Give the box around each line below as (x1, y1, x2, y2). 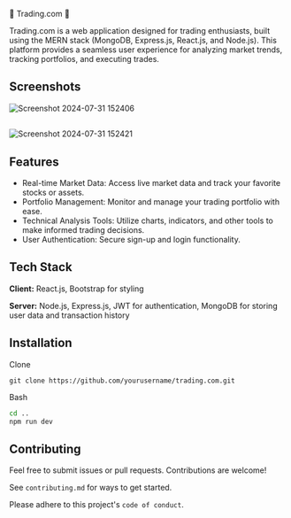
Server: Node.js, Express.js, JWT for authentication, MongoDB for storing (9, 300, 278, 311)
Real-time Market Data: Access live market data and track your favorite (21, 178, 281, 189)
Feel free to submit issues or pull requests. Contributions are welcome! (9, 465, 267, 475)
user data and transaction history (9, 310, 130, 321)
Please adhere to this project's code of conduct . (9, 499, 184, 510)
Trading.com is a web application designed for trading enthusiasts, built (9, 26, 271, 35)
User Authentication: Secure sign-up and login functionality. (21, 235, 241, 245)
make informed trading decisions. (21, 225, 145, 236)
